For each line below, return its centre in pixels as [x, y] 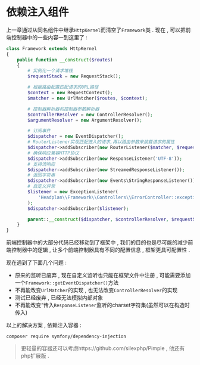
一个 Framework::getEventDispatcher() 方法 [67, 283]
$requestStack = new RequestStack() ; [74, 76]
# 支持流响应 [41, 164]
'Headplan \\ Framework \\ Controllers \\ [85, 197]
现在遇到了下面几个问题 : [36, 262]
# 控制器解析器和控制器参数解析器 [63, 109]
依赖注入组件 [38, 12]
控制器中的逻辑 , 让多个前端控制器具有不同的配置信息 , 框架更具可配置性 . [101, 250]
